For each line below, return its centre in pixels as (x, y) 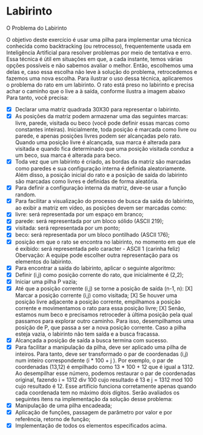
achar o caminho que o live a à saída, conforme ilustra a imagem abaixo (96, 91)
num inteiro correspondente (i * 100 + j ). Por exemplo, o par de (94, 360)
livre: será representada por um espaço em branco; (79, 214)
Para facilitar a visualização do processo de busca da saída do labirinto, (105, 201)
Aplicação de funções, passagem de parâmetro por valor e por (94, 412)
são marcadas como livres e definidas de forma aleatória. (87, 181)
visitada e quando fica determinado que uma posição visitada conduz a (104, 149)
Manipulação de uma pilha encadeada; (63, 405)
